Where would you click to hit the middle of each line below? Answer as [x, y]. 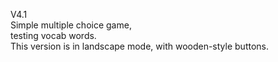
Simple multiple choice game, [71, 25]
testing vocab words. [53, 35]
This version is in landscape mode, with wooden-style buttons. [139, 46]
